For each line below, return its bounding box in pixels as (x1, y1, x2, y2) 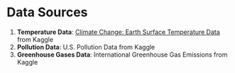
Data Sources (6, 4, 88, 21)
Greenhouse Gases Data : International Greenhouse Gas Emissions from (16, 50, 228, 59)
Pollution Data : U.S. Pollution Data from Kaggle (16, 43, 155, 51)
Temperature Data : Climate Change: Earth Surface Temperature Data (16, 28, 221, 36)
